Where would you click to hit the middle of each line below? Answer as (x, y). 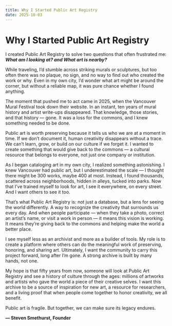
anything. (15, 91)
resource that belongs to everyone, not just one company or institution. (80, 155)
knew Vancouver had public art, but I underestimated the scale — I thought (85, 170)
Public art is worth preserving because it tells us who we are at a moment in (85, 133)
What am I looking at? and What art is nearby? (56, 60)
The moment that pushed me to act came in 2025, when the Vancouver (81, 101)
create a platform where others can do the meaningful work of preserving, (84, 244)
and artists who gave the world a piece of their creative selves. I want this (83, 282)
